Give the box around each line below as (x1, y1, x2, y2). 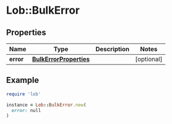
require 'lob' (6, 91, 42, 97)
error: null (11, 107, 42, 113)
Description (95, 45, 130, 53)
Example (6, 75, 39, 85)
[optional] (135, 55, 162, 63)
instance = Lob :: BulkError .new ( (6, 102, 86, 108)
